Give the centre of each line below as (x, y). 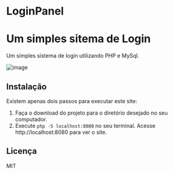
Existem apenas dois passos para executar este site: (72, 101)
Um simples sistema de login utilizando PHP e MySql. (73, 56)
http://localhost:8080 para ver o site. (61, 132)
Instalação (27, 86)
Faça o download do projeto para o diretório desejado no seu (91, 113)
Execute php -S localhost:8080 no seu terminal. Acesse (85, 125)
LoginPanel (35, 11)
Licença (22, 151)
